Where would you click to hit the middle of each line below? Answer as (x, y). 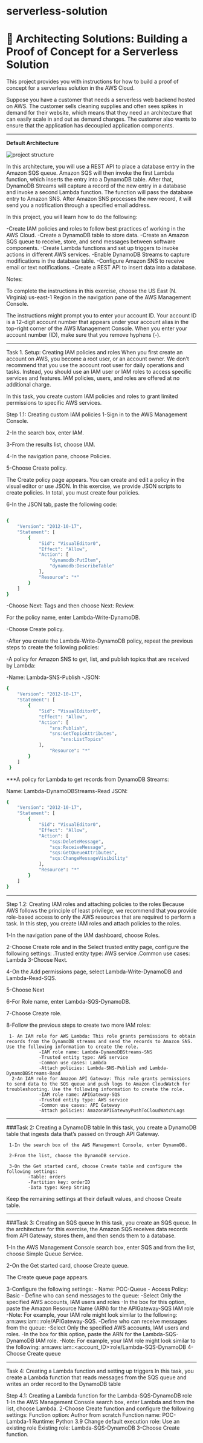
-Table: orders (47, 1177)
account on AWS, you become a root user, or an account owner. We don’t (98, 359)
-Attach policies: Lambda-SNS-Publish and (93, 1068)
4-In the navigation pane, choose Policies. (59, 456)
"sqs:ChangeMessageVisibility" (89, 859)
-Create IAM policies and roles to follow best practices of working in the (96, 229)
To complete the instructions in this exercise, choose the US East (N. (92, 291)
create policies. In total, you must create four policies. (73, 493)
